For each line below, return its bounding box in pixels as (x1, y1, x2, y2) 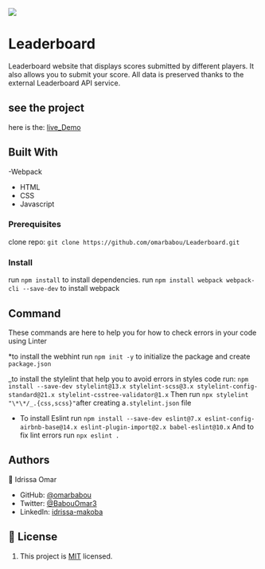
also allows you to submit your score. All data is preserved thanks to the (8, 69, 244, 79)
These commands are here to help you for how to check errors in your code (8, 328, 257, 337)
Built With (8, 146, 58, 159)
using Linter (8, 336, 48, 346)
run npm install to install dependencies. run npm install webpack (8, 275, 223, 284)
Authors (8, 453, 50, 467)
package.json (8, 359, 52, 368)
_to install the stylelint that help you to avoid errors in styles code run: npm (8, 374, 249, 383)
